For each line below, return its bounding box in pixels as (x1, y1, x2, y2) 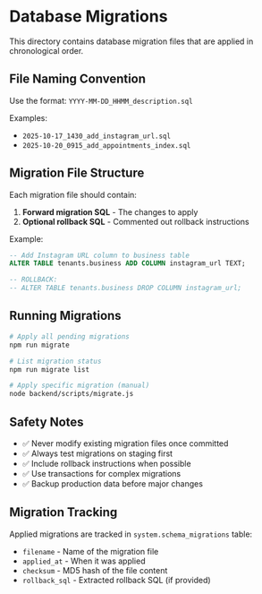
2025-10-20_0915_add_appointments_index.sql (21, 141, 191, 150)
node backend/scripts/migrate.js (9, 390, 134, 399)
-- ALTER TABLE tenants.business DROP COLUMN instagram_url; (9, 284, 242, 293)
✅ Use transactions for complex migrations (21, 468, 182, 478)
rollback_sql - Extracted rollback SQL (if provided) (21, 574, 212, 585)
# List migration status (9, 357, 102, 366)
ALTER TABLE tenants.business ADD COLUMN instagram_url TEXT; (9, 259, 246, 268)
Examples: (9, 112, 47, 123)
